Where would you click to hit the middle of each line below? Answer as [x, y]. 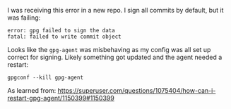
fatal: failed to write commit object [64, 37]
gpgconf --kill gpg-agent [45, 77]
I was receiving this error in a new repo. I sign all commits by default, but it [115, 10]
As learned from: [32, 90]
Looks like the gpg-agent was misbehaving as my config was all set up [109, 50]
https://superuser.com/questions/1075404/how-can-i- [137, 90]
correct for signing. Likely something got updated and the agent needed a [115, 57]
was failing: [24, 18]
